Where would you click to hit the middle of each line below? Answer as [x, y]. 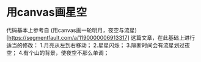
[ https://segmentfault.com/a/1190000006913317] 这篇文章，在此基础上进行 [101, 37]
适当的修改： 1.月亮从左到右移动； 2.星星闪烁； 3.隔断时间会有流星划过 [96, 45]
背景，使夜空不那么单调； [77, 52]
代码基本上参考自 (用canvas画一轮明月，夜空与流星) [72, 30]
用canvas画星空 [47, 12]
